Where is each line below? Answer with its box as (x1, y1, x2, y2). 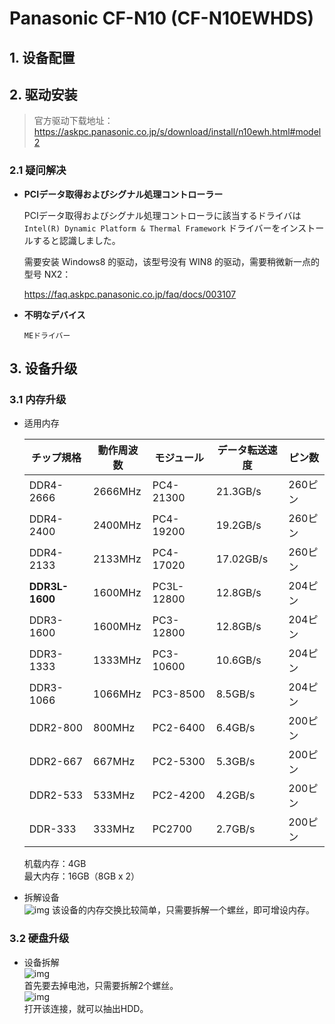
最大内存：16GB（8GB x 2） (23, 870, 141, 882)
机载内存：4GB (23, 858, 87, 870)
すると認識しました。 (32, 234, 121, 246)
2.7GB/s (215, 822, 256, 836)
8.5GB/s (215, 687, 256, 701)
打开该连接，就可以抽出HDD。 (23, 1002, 149, 1014)
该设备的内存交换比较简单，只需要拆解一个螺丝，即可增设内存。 (51, 904, 315, 916)
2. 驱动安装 (9, 86, 78, 103)
